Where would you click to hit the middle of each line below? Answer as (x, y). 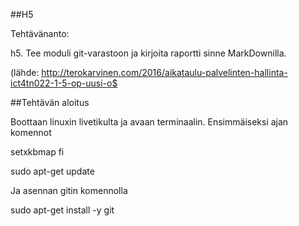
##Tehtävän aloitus (50, 102)
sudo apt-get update (52, 171)
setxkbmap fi (37, 152)
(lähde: (25, 72)
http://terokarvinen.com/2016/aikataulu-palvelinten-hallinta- (164, 72)
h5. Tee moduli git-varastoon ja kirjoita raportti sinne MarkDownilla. (148, 53)
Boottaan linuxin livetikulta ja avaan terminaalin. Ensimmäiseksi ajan (149, 122)
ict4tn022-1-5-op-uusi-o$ (64, 83)
